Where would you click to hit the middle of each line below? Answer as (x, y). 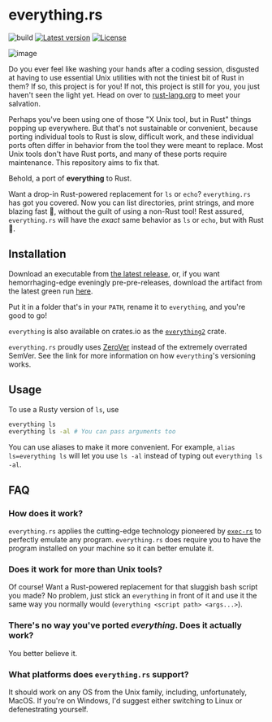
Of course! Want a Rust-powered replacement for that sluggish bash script (133, 587)
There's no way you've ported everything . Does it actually (125, 625)
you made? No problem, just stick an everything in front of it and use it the (133, 596)
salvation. (25, 103)
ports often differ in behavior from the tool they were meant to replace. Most (136, 145)
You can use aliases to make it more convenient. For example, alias (122, 447)
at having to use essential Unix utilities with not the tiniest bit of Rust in (126, 77)
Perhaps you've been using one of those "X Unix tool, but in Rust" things (130, 119)
